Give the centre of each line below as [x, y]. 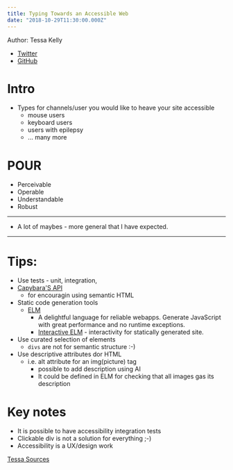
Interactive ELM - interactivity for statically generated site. [121, 332]
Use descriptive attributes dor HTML [69, 354]
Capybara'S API [40, 288]
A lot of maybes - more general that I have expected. [93, 227]
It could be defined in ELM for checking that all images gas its [126, 376]
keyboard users [50, 123]
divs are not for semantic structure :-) [81, 347]
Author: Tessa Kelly [35, 40]
